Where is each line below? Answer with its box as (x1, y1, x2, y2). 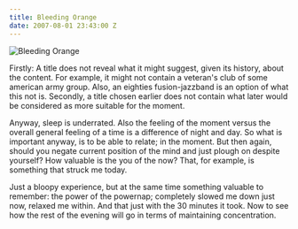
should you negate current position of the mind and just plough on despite (9, 145, 280, 156)
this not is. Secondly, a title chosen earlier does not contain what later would (9, 90, 288, 102)
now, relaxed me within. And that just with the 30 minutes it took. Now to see (9, 200, 289, 210)
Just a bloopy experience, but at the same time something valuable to (9, 181, 264, 192)
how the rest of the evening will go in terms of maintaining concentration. (9, 210, 277, 220)
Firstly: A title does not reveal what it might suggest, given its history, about (9, 63, 284, 73)
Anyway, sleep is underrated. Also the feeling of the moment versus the (9, 117, 271, 128)
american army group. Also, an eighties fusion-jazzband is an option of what (9, 81, 289, 92)
